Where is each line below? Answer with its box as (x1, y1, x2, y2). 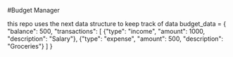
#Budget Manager (7, 6, 60, 14)
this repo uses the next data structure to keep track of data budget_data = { (7, 20, 227, 27)
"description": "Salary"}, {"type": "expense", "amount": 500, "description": (7, 34, 224, 43)
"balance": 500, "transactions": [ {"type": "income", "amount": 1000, (7, 27, 206, 35)
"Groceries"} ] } (7, 42, 53, 50)
